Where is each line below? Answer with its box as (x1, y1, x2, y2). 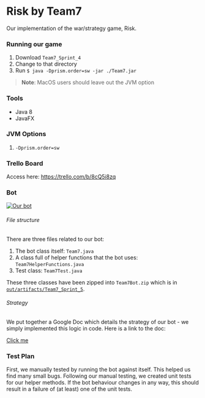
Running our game (6, 40, 62, 48)
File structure (6, 216, 40, 224)
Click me (6, 336, 29, 344)
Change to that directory (15, 60, 78, 68)
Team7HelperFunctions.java (15, 261, 84, 267)
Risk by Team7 (6, 4, 82, 18)
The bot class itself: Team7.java (15, 247, 94, 254)
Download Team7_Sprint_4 (15, 54, 81, 61)
